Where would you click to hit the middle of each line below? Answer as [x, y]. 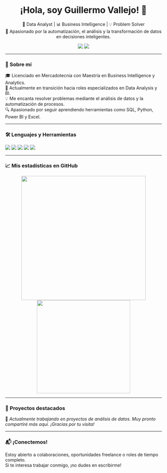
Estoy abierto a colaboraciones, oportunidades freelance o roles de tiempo [82, 455]
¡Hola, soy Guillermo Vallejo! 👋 [83, 10]
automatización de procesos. [35, 104]
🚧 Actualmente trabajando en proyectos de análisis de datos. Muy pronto [80, 419]
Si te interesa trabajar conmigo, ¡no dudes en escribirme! [63, 465]
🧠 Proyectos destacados [35, 408]
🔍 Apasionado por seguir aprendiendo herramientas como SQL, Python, [79, 110]
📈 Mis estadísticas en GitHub [42, 166]
